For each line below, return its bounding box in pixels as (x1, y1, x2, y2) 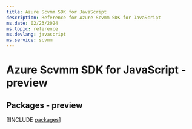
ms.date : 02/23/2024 (6, 20, 59, 26)
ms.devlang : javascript (6, 31, 67, 38)
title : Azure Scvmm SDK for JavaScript (6, 8, 107, 15)
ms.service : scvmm (6, 37, 53, 43)
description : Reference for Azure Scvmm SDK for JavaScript (6, 15, 162, 21)
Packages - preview (6, 100, 83, 110)
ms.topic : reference (6, 25, 59, 32)
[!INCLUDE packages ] (6, 116, 61, 123)
